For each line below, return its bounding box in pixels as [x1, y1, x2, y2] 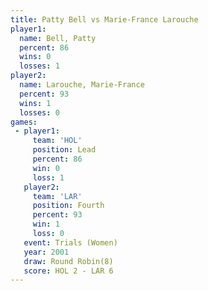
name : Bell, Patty [19, 33, 97, 43]
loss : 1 [32, 172, 65, 183]
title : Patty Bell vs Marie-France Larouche [10, 14, 199, 25]
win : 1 [32, 219, 60, 230]
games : [10, 117, 38, 127]
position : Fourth [32, 201, 105, 211]
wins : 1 [19, 98, 52, 108]
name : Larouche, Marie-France [19, 80, 145, 90]
